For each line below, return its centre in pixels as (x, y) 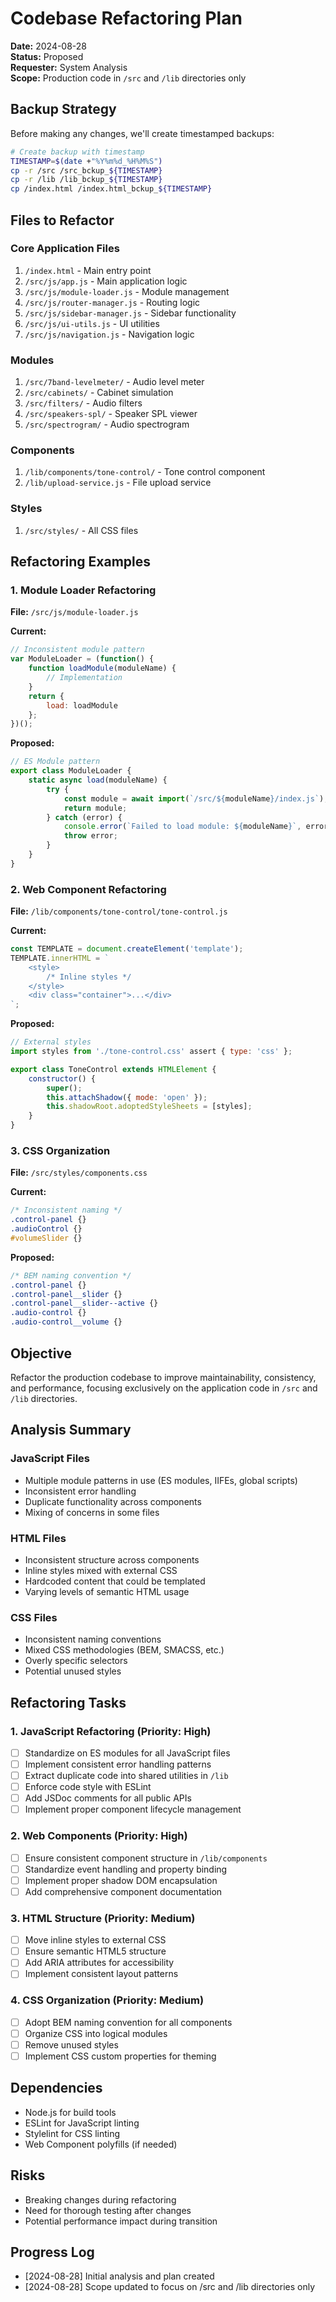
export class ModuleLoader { (71, 771)
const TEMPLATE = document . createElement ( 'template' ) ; (127, 949)
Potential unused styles (73, 1671)
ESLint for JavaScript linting (82, 2123)
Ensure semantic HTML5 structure (95, 1951)
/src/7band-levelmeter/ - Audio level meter (114, 382)
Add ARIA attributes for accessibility (99, 1963)
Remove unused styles (71, 2044)
